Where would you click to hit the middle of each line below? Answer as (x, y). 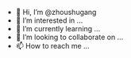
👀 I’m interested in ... (49, 20)
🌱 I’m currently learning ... (58, 29)
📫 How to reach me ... (52, 46)
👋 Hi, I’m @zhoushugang (56, 12)
